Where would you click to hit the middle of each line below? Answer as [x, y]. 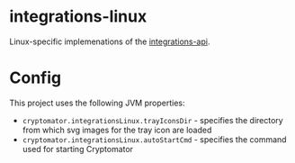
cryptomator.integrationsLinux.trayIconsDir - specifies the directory [152, 120]
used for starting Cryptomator [77, 149]
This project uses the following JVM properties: [97, 103]
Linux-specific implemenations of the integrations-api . [110, 41]
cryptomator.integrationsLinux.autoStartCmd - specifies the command [154, 139]
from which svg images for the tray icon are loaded [117, 130]
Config [35, 78]
